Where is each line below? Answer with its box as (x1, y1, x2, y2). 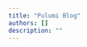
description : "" (8, 26, 63, 34)
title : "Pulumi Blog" (8, 11, 81, 20)
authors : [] (8, 19, 48, 27)
